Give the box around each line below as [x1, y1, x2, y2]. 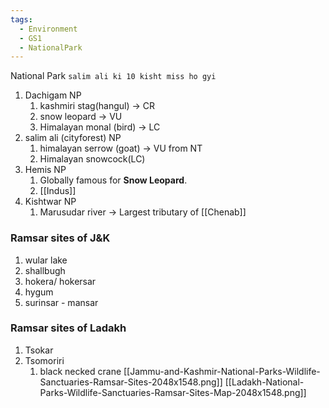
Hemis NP [24, 164, 67, 176]
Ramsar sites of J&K [10, 231, 111, 245]
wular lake [24, 254, 68, 266]
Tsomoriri [24, 354, 65, 366]
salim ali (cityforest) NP [24, 132, 122, 144]
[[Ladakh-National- [224, 376, 305, 388]
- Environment [19, 24, 78, 34]
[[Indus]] [39, 185, 77, 197]
